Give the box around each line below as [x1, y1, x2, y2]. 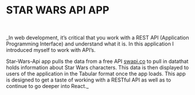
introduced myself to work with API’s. [6, 46, 96, 53]
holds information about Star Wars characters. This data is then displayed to [6, 64, 189, 71]
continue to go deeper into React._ [6, 82, 89, 89]
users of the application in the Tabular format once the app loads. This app [6, 70, 186, 77]
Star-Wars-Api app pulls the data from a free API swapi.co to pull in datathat [6, 58, 189, 65]
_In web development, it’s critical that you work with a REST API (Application [6, 34, 190, 41]
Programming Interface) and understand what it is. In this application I [6, 40, 174, 47]
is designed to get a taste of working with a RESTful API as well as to [6, 76, 171, 83]
